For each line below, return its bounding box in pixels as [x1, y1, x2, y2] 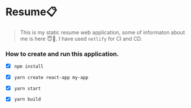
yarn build [14, 96, 41, 103]
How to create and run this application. [5, 50, 119, 58]
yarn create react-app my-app [14, 74, 89, 80]
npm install [14, 63, 44, 69]
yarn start [14, 86, 41, 91]
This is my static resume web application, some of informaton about [19, 28, 185, 36]
